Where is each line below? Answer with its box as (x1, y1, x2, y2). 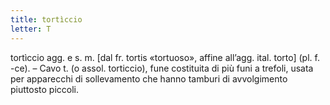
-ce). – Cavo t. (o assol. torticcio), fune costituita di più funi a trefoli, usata (10, 62, 314, 74)
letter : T (10, 24, 52, 34)
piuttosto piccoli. (10, 83, 79, 95)
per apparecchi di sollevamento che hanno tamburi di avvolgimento (10, 72, 288, 85)
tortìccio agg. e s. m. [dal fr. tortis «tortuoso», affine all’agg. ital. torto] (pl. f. (10, 51, 320, 63)
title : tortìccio (10, 14, 83, 25)
